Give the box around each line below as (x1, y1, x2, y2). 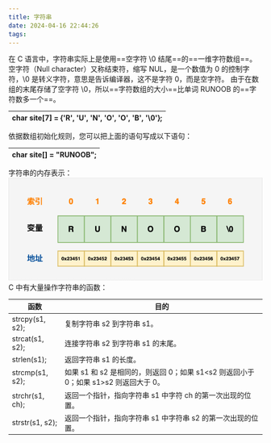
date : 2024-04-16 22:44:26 (8, 21, 99, 30)
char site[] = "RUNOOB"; (11, 149, 97, 159)
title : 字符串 (8, 13, 52, 21)
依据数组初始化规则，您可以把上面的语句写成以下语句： (8, 132, 192, 141)
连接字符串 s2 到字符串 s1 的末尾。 (64, 338, 181, 348)
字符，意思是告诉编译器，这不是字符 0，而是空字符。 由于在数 (52, 74, 260, 84)
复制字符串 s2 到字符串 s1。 (64, 319, 158, 328)
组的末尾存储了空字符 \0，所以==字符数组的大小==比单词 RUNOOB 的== (8, 85, 250, 94)
